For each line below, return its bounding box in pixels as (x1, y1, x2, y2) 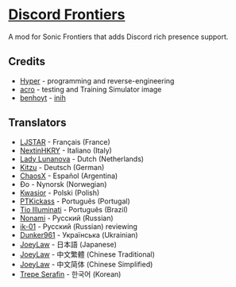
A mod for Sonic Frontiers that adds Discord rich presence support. (8, 32, 229, 41)
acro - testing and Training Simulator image (19, 84, 162, 94)
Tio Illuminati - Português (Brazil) (19, 204, 129, 214)
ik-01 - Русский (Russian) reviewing (19, 221, 137, 231)
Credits (8, 55, 46, 68)
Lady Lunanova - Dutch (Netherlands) (19, 153, 145, 164)
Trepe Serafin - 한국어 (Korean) (19, 269, 122, 279)
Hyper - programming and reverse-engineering (19, 76, 175, 85)
